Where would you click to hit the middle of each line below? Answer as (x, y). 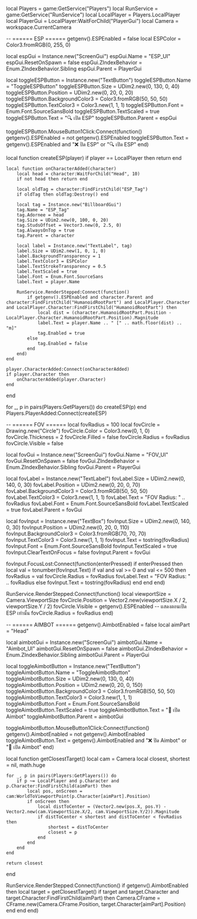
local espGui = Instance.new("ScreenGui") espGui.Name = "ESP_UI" (89, 56)
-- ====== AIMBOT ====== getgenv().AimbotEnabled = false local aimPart (98, 625)
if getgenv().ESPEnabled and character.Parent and (90, 297)
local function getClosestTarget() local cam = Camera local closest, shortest (98, 759)
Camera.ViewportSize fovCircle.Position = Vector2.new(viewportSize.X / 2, (97, 600)
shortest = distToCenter (78, 827)
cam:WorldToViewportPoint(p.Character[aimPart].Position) (78, 796)
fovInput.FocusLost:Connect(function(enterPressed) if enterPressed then (94, 564)
